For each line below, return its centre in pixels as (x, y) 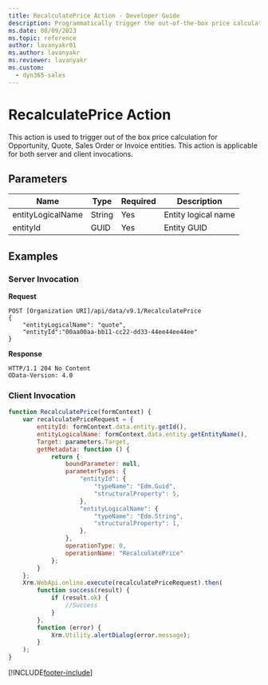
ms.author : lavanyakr (44, 53)
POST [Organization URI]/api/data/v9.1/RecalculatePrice (105, 311)
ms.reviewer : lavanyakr (48, 61)
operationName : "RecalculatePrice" (124, 553)
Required (139, 201)
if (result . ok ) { (80, 598)
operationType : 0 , (96, 546)
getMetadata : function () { (83, 449)
